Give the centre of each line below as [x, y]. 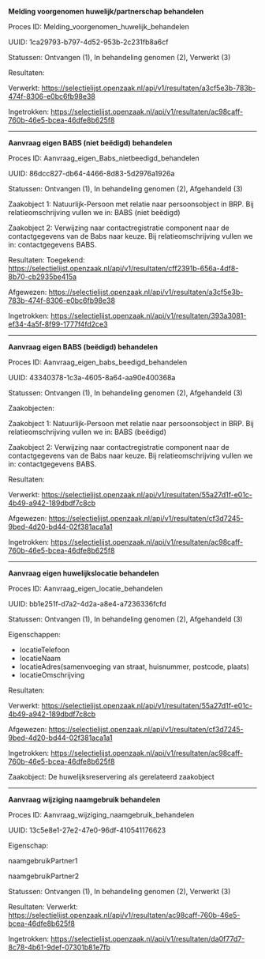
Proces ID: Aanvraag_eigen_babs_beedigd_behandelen [98, 362]
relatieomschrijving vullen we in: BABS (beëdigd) [88, 432]
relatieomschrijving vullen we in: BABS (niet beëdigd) [94, 212]
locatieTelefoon [45, 650]
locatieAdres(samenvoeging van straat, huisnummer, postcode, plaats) [134, 666]
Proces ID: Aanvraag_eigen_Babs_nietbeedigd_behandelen [104, 158]
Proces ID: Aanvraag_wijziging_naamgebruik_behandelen [101, 815]
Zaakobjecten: [32, 408]
